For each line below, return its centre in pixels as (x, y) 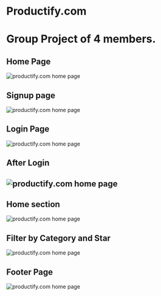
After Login (28, 163)
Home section (33, 204)
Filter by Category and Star (59, 238)
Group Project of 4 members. (81, 39)
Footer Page (30, 272)
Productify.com (46, 11)
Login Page (28, 129)
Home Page (29, 61)
